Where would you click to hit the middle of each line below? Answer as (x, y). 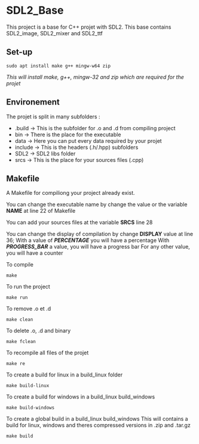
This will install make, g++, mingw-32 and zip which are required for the (95, 77)
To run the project (28, 287)
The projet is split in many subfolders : (53, 117)
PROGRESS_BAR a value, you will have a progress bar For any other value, (98, 247)
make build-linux (28, 386)
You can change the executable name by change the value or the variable (97, 204)
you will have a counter (35, 253)
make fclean (21, 342)
